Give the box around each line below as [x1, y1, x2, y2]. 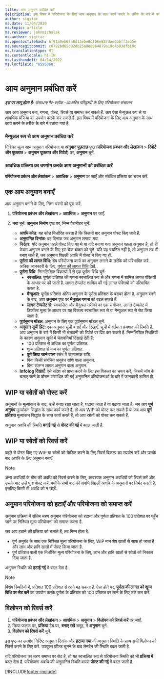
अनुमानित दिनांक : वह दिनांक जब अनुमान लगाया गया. [19, 236, 100, 242]
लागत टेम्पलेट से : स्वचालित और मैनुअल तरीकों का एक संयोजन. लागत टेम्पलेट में [26, 302, 148, 308]
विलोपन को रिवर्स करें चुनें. [12, 628, 52, 634]
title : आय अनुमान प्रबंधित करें [5, 7, 55, 12]
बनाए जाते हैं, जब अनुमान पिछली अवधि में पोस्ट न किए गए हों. [19, 252, 112, 258]
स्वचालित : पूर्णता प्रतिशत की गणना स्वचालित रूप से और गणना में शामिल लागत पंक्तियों [26, 274, 156, 280]
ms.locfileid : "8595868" [5, 62, 56, 67]
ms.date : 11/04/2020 [5, 21, 47, 26]
